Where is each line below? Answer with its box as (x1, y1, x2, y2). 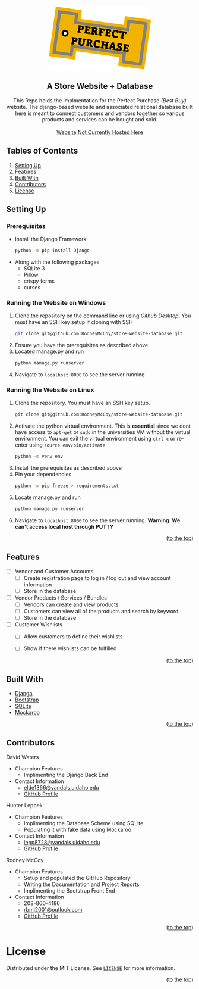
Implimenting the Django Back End (23, 772, 108, 778)
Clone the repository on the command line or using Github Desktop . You (14, 312, 191, 319)
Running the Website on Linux (6, 386, 94, 394)
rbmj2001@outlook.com (23, 906, 83, 913)
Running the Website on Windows (6, 299, 106, 307)
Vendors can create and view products (23, 601, 119, 608)
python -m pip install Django (14, 248, 90, 254)
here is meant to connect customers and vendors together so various (15, 110, 185, 117)
